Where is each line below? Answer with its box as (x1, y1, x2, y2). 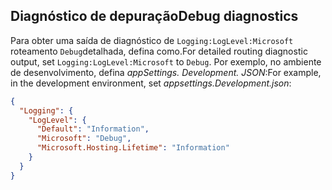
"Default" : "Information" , (36, 124, 150, 134)
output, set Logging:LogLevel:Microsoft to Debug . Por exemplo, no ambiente (10, 55, 322, 68)
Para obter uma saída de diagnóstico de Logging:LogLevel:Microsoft (10, 34, 294, 46)
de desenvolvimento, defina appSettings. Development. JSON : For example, (10, 66, 322, 78)
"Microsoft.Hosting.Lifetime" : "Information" (36, 143, 230, 153)
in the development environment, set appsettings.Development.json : (10, 77, 292, 89)
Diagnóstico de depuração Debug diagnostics (10, 8, 299, 25)
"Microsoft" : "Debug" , (36, 134, 132, 144)
